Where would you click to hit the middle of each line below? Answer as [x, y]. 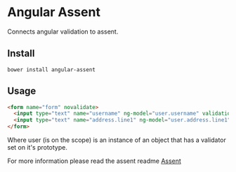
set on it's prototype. [38, 148]
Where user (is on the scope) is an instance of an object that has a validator [117, 140]
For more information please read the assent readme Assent [94, 161]
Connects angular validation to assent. [63, 31]
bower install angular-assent [52, 70]
